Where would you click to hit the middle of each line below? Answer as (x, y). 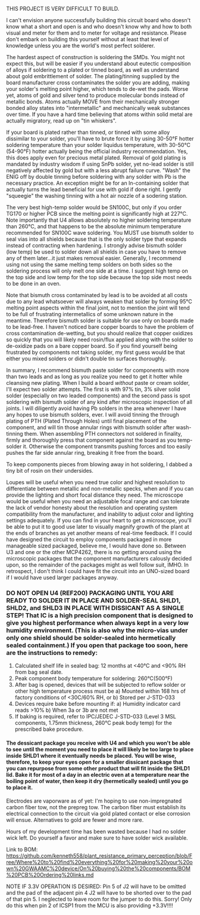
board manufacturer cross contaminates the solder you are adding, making (98, 82)
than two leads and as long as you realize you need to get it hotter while (94, 377)
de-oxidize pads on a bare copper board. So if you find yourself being (92, 346)
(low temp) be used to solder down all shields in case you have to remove (96, 252)
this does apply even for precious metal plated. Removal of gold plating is (96, 157)
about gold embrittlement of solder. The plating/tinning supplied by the (93, 76)
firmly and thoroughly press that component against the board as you (91, 440)
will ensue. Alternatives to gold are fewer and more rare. (75, 820)
